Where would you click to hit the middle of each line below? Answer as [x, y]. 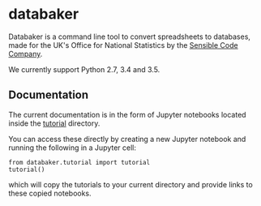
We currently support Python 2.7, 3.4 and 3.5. [84, 69]
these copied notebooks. [50, 193]
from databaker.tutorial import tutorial [79, 162]
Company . [26, 54]
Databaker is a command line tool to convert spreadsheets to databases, [130, 36]
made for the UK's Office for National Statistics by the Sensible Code [123, 45]
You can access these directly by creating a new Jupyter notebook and [127, 139]
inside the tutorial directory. [54, 123]
